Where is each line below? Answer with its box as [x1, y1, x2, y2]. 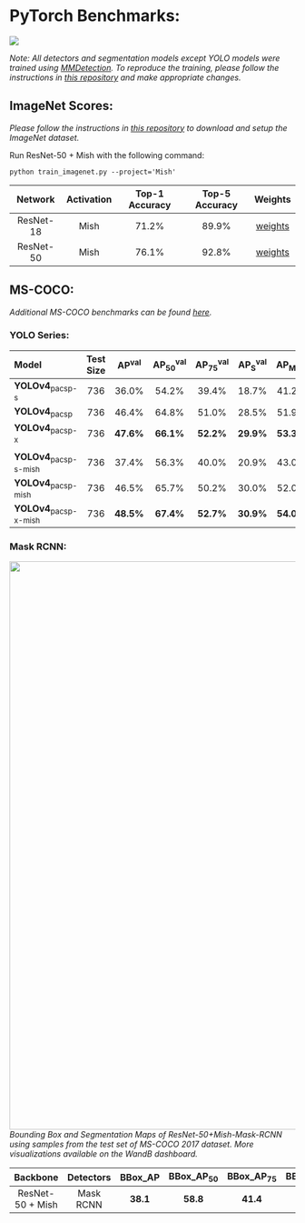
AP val [117, 357, 142, 372]
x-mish [14, 515, 41, 526]
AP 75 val [194, 356, 230, 373]
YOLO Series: [9, 329, 70, 342]
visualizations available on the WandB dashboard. [9, 1148, 198, 1159]
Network [16, 193, 55, 206]
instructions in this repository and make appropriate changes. [9, 72, 241, 83]
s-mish [14, 464, 41, 474]
